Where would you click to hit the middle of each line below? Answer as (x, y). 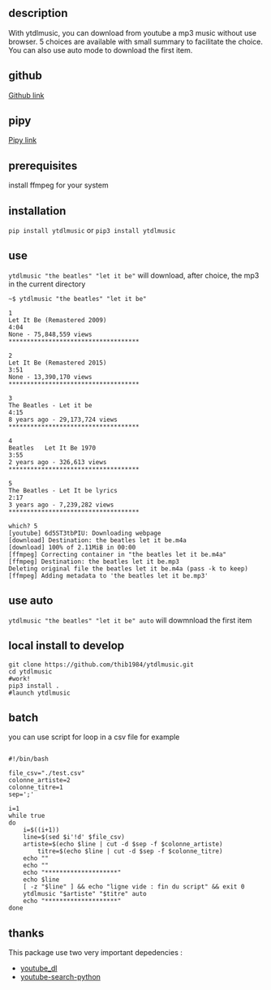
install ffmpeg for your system (58, 185)
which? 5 (23, 526)
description (38, 13)
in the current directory (47, 284)
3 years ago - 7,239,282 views (61, 505)
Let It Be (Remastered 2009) (58, 320)
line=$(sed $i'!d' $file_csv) (74, 837)
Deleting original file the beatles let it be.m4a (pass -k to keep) (129, 568)
